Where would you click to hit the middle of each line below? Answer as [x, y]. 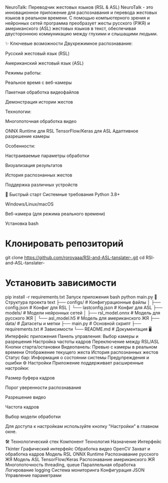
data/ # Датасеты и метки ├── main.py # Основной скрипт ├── [73, 323]
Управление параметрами [33, 475]
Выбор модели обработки [33, 416]
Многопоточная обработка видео [41, 121]
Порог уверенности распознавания [43, 387]
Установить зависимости [61, 283]
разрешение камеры [27, 136]
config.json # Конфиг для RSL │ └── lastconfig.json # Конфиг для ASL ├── [84, 307]
